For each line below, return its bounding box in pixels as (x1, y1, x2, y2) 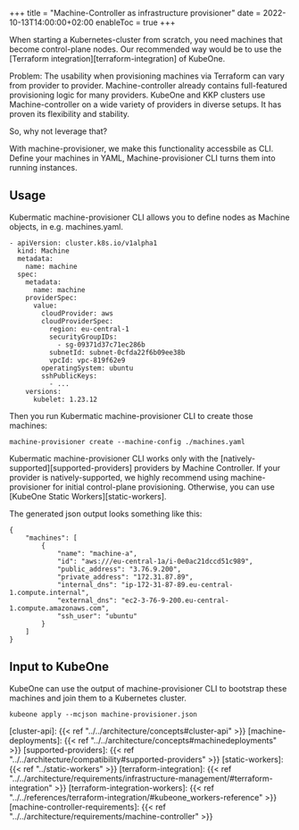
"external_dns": (56, 596, 118, 605)
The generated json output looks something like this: (9, 508, 203, 519)
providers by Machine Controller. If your (133, 462, 281, 473)
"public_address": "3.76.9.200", (56, 565, 181, 574)
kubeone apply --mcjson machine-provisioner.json (9, 709, 198, 718)
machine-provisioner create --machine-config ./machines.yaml (9, 437, 245, 446)
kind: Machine (17, 246, 70, 256)
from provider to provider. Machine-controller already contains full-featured (9, 80, 287, 90)
